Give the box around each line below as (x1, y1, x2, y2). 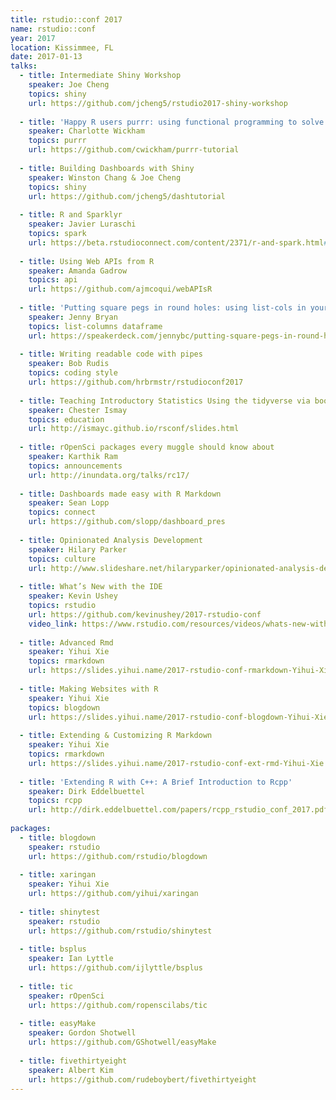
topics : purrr (28, 136, 87, 146)
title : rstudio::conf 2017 (10, 14, 123, 25)
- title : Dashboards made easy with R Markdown (19, 489, 222, 499)
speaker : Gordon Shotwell (28, 1028, 137, 1038)
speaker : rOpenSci (28, 991, 105, 1001)
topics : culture (28, 554, 97, 564)
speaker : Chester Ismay (28, 405, 128, 415)
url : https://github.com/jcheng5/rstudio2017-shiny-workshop (28, 98, 288, 108)
